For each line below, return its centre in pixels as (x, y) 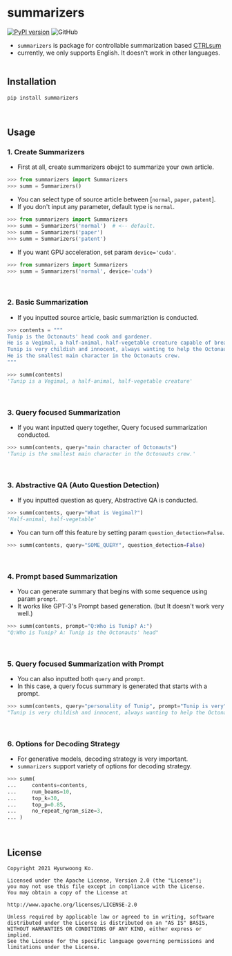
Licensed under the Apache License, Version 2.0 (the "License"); (105, 881)
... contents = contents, (48, 785)
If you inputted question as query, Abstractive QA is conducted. (107, 500)
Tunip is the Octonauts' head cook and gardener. (80, 336)
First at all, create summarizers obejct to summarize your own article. (115, 167)
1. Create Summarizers (46, 152)
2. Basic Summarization (48, 303)
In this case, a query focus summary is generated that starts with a (112, 686)
